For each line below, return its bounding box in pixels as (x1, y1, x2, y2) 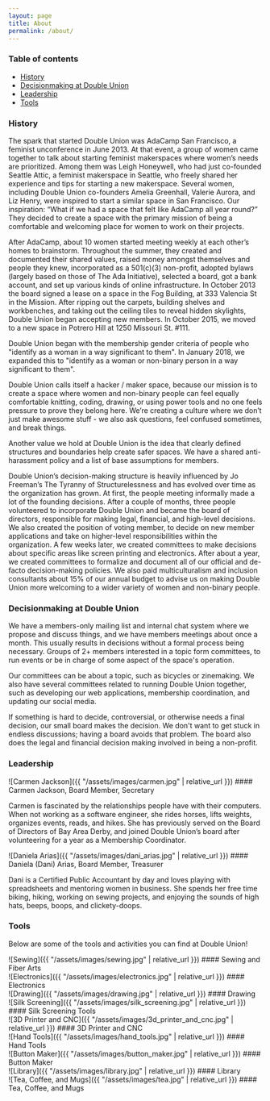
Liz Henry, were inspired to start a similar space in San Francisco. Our (8, 195, 240, 206)
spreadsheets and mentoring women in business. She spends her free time (8, 883, 258, 893)
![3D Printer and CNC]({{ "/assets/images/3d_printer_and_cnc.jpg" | (8, 1014, 234, 1024)
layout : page (8, 11, 52, 20)
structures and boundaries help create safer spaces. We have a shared (8, 447, 244, 457)
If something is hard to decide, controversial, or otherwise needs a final (8, 712, 245, 722)
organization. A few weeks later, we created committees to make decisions (8, 540, 257, 549)
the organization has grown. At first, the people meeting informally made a (8, 488, 255, 498)
